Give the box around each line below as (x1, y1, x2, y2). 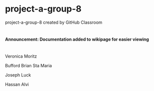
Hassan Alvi (5, 81, 29, 88)
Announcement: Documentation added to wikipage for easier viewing (5, 36, 150, 42)
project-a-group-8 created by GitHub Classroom (5, 19, 102, 25)
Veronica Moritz (5, 53, 38, 59)
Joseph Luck (5, 72, 31, 78)
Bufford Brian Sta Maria (5, 63, 52, 69)
